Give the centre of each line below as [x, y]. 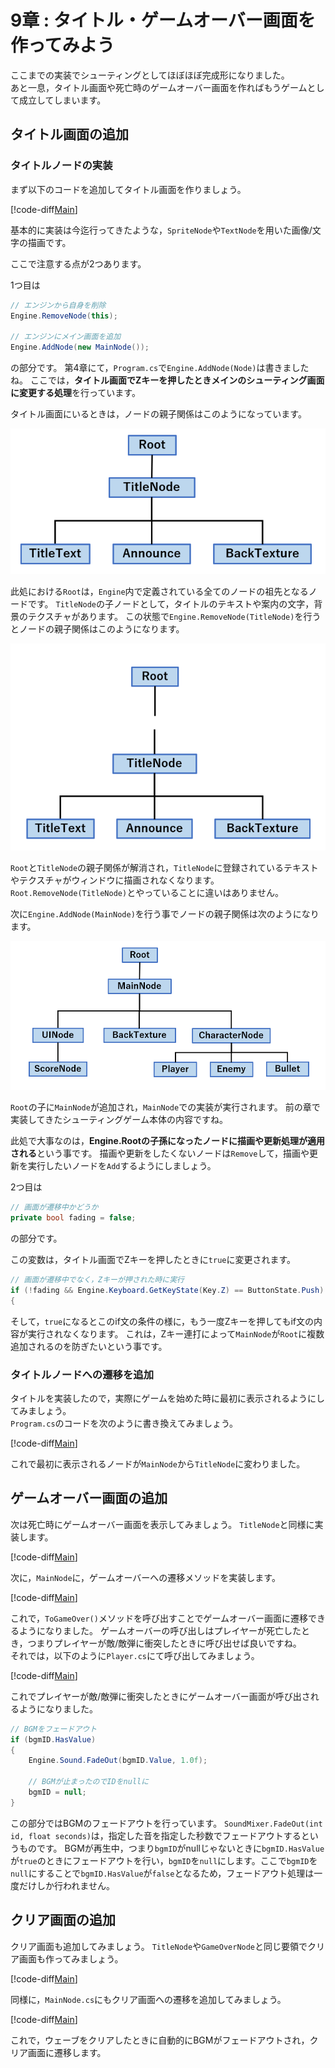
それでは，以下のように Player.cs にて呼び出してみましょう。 [135, 1655]
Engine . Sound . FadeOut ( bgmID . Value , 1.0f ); [118, 1761]
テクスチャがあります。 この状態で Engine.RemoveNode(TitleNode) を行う [174, 617]
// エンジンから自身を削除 [58, 305]
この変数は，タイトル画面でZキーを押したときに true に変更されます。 [153, 1260]
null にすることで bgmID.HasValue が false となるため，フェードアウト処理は [162, 1873]
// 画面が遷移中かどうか [54, 1207]
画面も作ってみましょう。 [71, 1958]
